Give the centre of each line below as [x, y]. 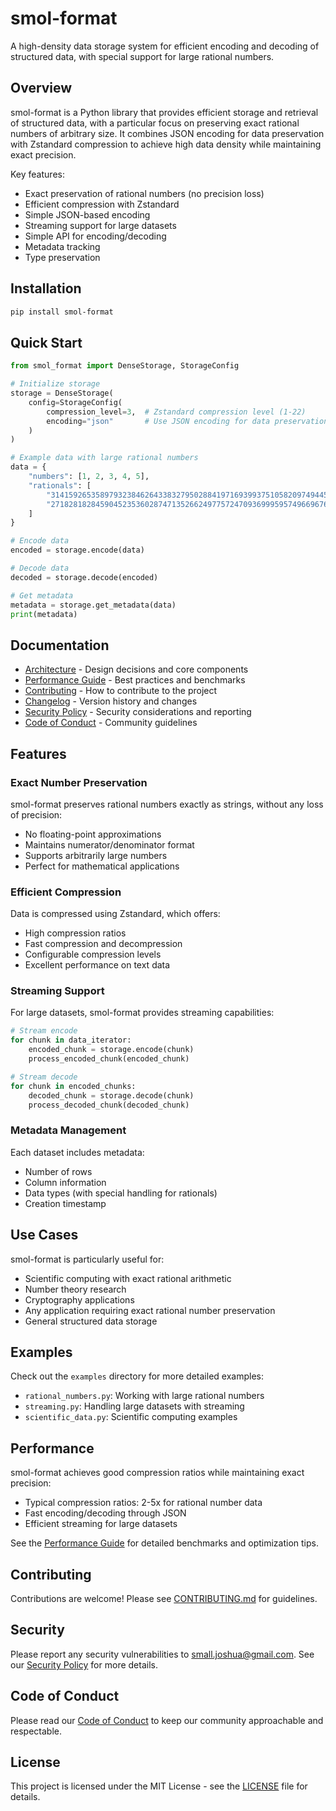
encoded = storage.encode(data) [77, 550]
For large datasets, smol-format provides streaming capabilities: [142, 1013]
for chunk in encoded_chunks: [73, 1086]
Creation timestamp [65, 1203]
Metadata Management [68, 1130]
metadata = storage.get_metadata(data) [93, 605]
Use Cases [44, 1235]
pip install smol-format [62, 312]
